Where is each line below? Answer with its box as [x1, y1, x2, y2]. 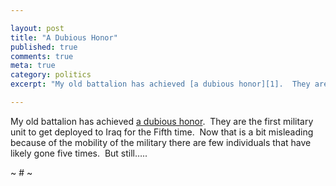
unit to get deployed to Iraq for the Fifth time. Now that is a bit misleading [10, 126, 314, 138]
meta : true [10, 61, 56, 71]
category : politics [10, 70, 92, 80]
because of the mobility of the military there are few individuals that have [10, 136, 312, 148]
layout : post [10, 23, 65, 33]
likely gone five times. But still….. [10, 147, 148, 159]
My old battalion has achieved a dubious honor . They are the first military [10, 115, 314, 127]
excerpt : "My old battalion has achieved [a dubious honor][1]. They [10, 79, 311, 90]
